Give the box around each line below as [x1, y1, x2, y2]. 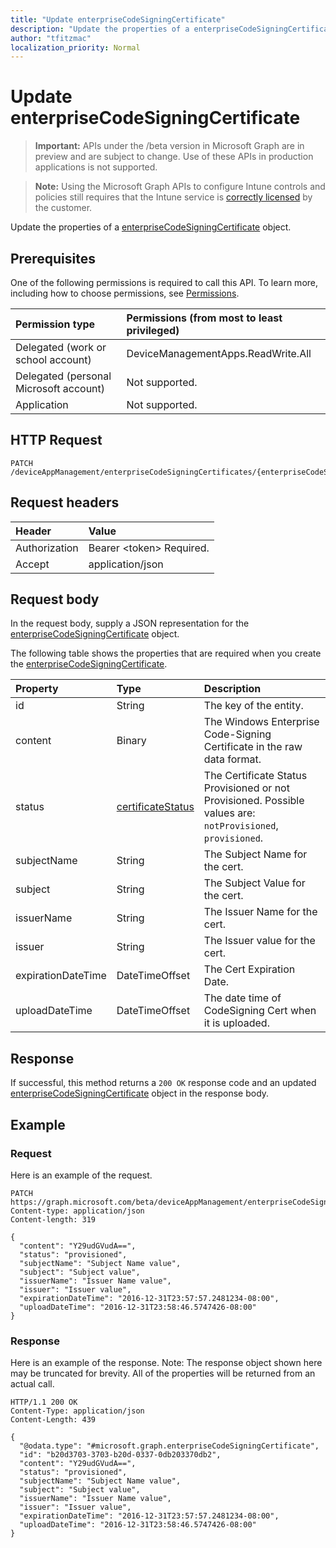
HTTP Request [10, 432, 103, 449]
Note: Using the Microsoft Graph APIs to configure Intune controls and [34, 181, 326, 193]
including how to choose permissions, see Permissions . [10, 287, 240, 299]
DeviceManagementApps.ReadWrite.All [126, 347, 312, 360]
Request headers [10, 494, 120, 511]
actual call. [10, 1378, 55, 1390]
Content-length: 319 [10, 1214, 97, 1225]
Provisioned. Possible [203, 794, 305, 808]
